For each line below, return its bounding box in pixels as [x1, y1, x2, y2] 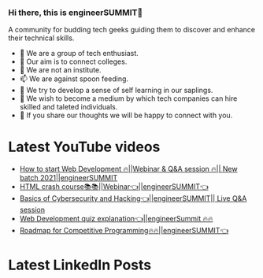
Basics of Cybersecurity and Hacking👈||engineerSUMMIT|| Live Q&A [19, 194, 247, 203]
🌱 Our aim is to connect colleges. [19, 57, 128, 66]
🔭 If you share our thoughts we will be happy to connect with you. [19, 110, 233, 120]
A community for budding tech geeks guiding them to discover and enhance [8, 25, 256, 35]
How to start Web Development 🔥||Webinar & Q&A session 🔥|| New [19, 165, 238, 174]
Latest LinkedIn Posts [8, 256, 152, 274]
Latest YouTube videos [8, 138, 161, 156]
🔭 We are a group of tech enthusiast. [19, 49, 139, 58]
